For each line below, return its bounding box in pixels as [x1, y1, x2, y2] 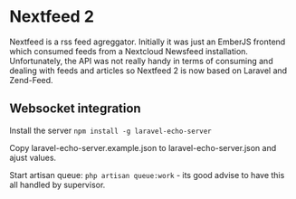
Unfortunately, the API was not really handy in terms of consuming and [9, 55, 273, 66]
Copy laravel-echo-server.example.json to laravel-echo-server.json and [9, 142, 277, 153]
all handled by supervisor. [9, 179, 106, 190]
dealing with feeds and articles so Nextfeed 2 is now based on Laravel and [9, 65, 288, 76]
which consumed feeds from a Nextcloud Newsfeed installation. [9, 45, 249, 56]
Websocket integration [9, 101, 142, 117]
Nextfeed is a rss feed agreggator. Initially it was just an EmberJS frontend [9, 36, 286, 47]
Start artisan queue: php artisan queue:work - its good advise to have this [9, 169, 285, 180]
